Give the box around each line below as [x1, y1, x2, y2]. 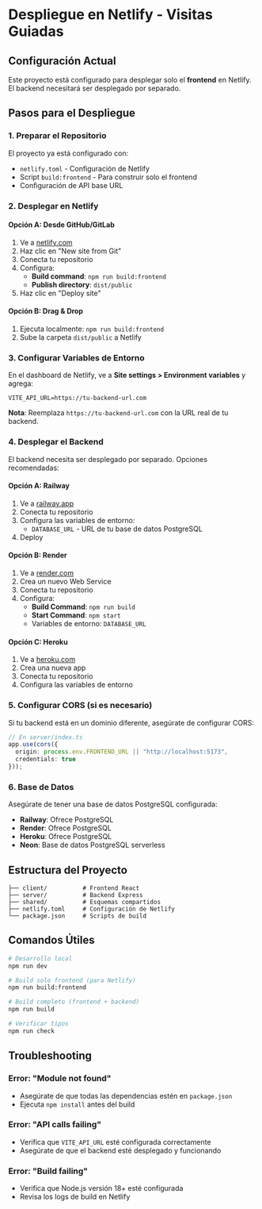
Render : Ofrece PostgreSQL [19, 823, 112, 833]
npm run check [8, 1026, 55, 1035]
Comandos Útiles [8, 934, 95, 947]
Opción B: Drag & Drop [8, 306, 84, 316]
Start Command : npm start [31, 610, 121, 620]
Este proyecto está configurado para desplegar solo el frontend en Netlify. [8, 75, 252, 84]
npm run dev [8, 962, 47, 970]
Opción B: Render [8, 550, 67, 560]
